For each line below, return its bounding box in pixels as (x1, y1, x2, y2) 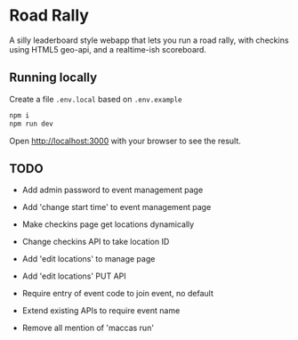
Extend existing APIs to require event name (21, 305, 181, 316)
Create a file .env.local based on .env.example (9, 93, 182, 104)
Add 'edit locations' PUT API (21, 271, 126, 281)
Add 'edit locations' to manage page (21, 254, 156, 264)
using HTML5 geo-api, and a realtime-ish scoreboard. (9, 44, 207, 54)
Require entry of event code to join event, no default (21, 288, 213, 299)
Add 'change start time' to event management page (21, 202, 212, 213)
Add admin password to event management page (21, 184, 204, 196)
